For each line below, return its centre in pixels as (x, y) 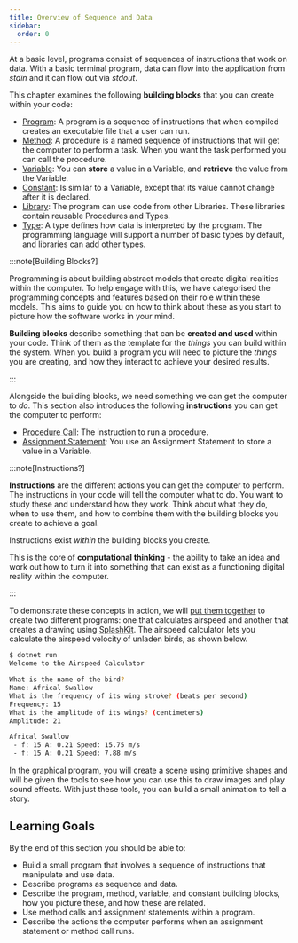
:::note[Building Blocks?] (54, 262)
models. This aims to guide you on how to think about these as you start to (145, 307)
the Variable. (45, 178)
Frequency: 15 (35, 704)
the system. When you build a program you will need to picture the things (143, 352)
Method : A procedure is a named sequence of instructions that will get (151, 141)
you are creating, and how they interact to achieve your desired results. (140, 362)
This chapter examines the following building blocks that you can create (142, 95)
